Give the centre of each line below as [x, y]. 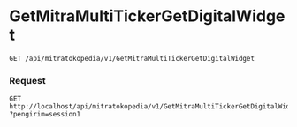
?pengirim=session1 [45, 115]
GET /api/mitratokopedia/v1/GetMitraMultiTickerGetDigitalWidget [132, 58]
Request [27, 80]
